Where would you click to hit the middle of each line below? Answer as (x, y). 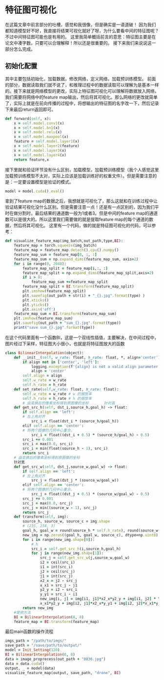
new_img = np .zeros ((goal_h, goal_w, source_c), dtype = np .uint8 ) (91, 535)
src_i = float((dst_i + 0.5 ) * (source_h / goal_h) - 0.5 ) (90, 435)
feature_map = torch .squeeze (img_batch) (55, 245)
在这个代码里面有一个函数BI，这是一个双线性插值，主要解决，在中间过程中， (82, 337)
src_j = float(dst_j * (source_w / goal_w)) (75, 481)
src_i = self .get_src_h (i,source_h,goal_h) (76, 549)
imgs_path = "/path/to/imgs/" (36, 641)
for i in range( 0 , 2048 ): (40, 264)
